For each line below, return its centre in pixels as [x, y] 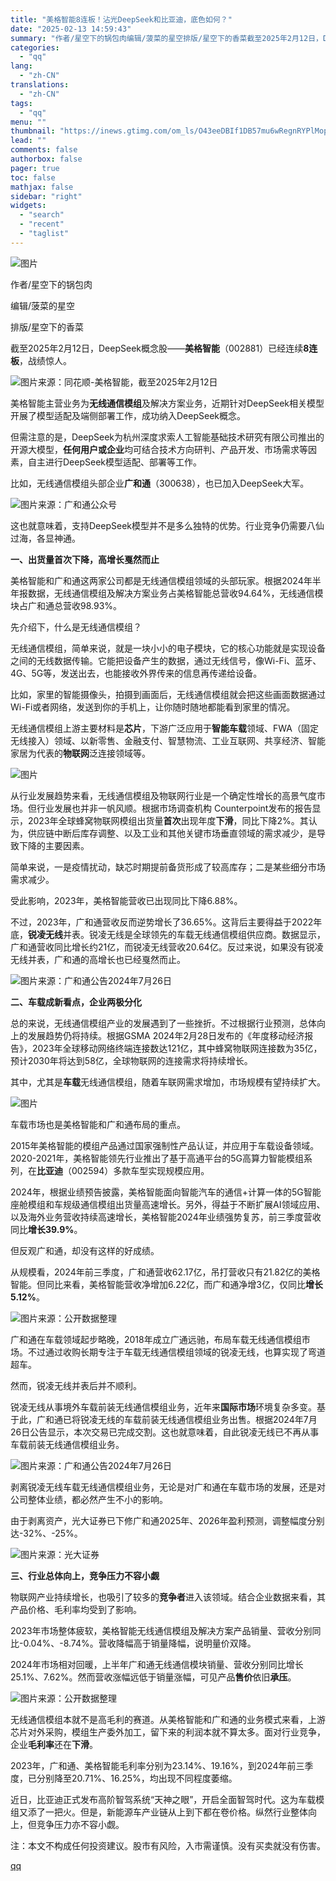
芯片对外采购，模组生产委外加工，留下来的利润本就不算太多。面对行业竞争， [168, 1732]
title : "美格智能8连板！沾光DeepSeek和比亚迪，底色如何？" [121, 19]
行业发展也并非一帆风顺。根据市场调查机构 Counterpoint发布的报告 [174, 808]
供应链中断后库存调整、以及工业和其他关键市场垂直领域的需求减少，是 [172, 833]
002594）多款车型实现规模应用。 [140, 1170]
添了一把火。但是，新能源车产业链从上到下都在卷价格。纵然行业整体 [167, 1812]
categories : [35, 47]
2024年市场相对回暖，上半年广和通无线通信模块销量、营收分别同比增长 [157, 1664]
